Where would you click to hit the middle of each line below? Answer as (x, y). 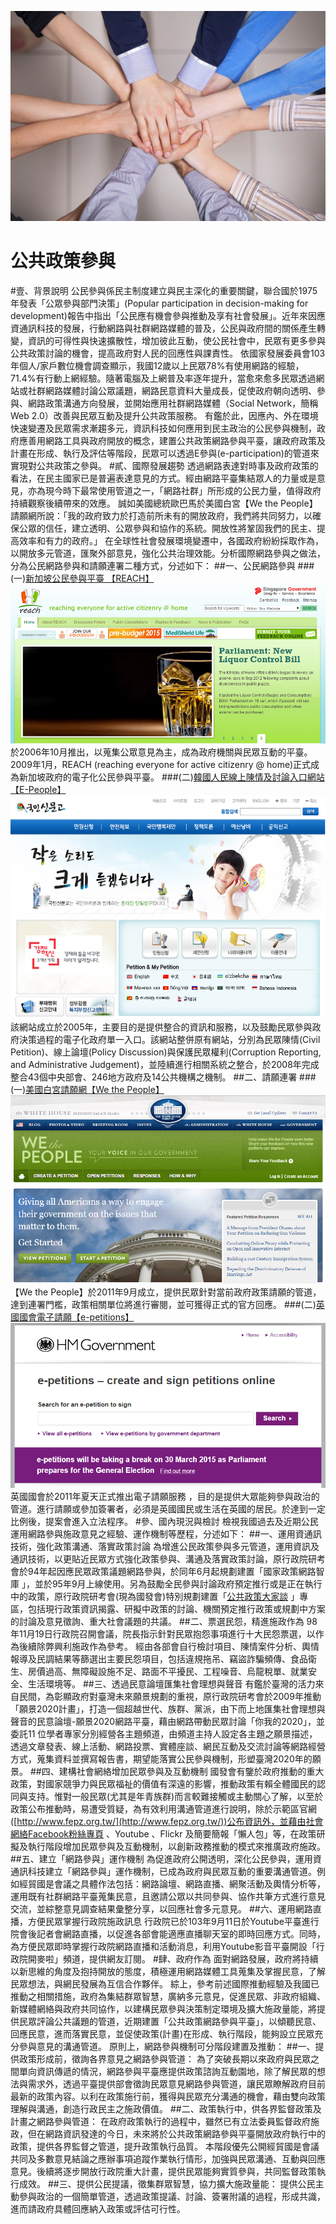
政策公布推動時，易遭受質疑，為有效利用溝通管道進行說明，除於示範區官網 (163, 1808)
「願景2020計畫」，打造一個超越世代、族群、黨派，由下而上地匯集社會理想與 (168, 1708)
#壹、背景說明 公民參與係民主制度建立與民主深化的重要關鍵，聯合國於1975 (164, 290)
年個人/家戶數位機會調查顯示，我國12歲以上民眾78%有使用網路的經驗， (157, 365)
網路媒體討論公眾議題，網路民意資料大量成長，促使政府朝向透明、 (180, 390)
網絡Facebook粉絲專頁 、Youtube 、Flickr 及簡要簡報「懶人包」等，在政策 (163, 1833)
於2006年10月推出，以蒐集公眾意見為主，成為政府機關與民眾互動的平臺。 (161, 752)
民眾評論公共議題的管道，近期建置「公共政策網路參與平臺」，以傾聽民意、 (170, 2021)
